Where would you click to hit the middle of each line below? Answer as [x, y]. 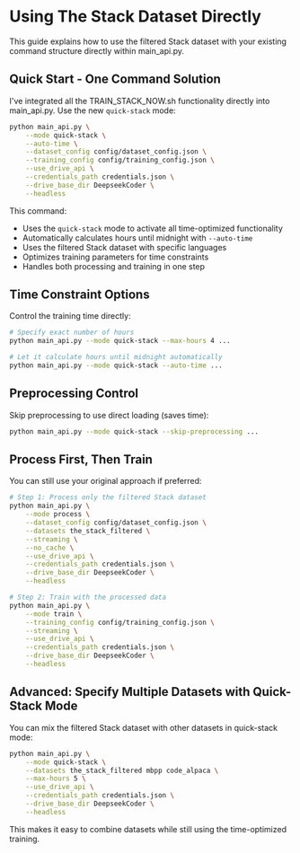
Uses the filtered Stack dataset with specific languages [124, 247]
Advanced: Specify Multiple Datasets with [130, 692]
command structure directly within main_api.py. [97, 50]
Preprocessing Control [74, 394]
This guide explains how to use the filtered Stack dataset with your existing [148, 41]
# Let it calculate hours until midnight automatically [116, 357]
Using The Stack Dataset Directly [136, 17]
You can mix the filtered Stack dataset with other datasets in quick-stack [144, 727]
